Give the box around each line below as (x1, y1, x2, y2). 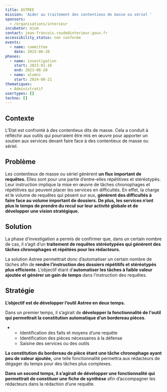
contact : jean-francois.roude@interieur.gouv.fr (5, 30, 108, 35)
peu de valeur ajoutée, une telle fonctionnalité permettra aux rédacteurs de (5, 355, 160, 361)
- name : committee (9, 44, 48, 49)
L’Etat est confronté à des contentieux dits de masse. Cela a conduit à (5, 127, 149, 133)
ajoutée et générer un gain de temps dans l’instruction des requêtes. (5, 272, 147, 278)
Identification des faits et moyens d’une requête (19, 330, 118, 336)
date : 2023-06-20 (14, 49, 50, 54)
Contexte (5, 114, 35, 122)
